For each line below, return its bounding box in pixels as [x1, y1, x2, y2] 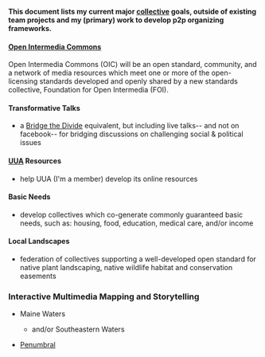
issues [19, 138, 41, 147]
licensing [8, 76, 38, 86]
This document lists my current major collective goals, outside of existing [8, 7, 257, 16]
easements [19, 271, 57, 281]
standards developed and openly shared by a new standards [39, 76, 239, 86]
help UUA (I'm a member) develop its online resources [19, 174, 198, 183]
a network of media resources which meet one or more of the [8, 68, 210, 78]
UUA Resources [8, 156, 62, 166]
